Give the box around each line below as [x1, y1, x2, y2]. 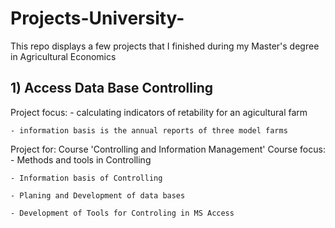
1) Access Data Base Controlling [10, 80, 214, 97]
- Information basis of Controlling [10, 173, 163, 183]
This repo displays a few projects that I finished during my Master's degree [10, 40, 320, 52]
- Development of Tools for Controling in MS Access [10, 208, 235, 218]
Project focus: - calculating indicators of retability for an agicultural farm [10, 106, 308, 118]
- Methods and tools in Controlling [10, 153, 152, 166]
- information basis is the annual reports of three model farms [10, 125, 288, 136]
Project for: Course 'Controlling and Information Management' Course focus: [10, 143, 326, 155]
